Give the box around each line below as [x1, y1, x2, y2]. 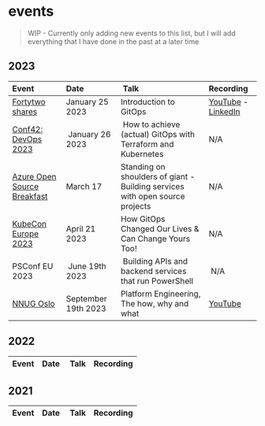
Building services [121, 180, 185, 191]
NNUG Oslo [12, 298, 55, 309]
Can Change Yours [121, 233, 191, 244]
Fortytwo [12, 96, 46, 107]
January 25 [65, 96, 109, 107]
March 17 [65, 180, 103, 191]
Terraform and [121, 139, 174, 150]
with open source [121, 191, 185, 202]
